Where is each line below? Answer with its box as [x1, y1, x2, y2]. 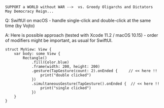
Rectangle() [23, 55, 48, 60]
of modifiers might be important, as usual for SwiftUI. [5, 37, 113, 43]
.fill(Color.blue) [31, 60, 69, 65]
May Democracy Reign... [5, 9, 54, 14]
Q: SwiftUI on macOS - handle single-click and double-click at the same [5, 18, 151, 23]
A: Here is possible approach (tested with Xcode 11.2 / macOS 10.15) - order [5, 32, 159, 38]
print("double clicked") [40, 73, 92, 78]
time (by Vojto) [5, 23, 35, 28]
